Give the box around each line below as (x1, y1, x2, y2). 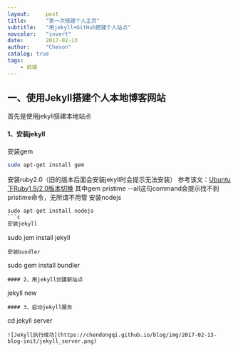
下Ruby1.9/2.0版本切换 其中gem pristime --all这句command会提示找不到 (7, 183, 219, 193)
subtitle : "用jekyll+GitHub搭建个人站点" (7, 24, 131, 31)
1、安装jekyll (7, 130, 46, 139)
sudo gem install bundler (7, 261, 81, 270)
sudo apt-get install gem (7, 161, 84, 169)
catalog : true (7, 51, 50, 58)
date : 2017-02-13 (7, 37, 78, 44)
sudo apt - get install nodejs (7, 207, 94, 214)
